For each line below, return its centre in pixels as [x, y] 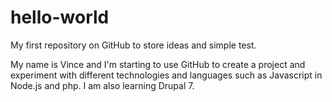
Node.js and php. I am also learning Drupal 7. [102, 85]
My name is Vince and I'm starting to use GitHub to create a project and [158, 64]
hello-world [60, 17]
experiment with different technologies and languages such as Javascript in [166, 75]
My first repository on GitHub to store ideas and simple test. [133, 45]
